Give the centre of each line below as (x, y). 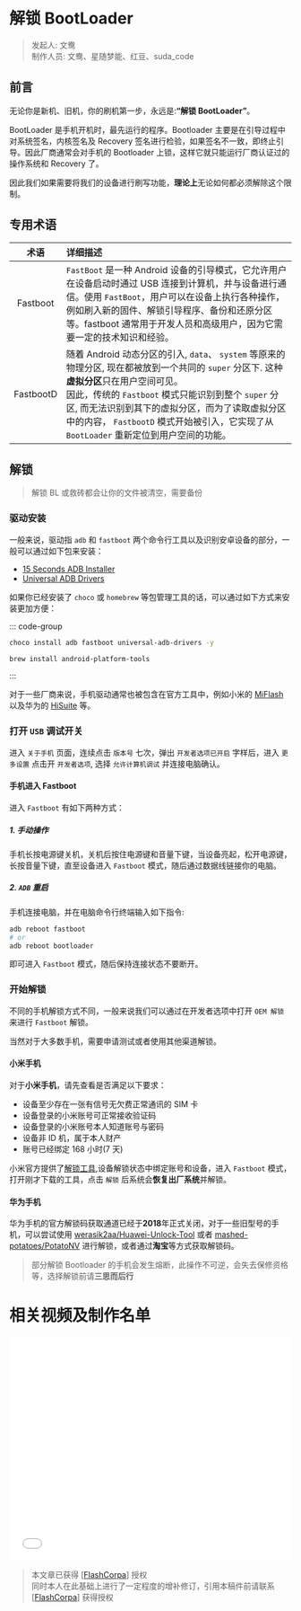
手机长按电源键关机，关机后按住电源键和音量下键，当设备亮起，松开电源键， (150, 854)
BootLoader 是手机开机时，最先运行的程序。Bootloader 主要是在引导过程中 (148, 129)
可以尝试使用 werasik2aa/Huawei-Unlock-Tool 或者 (119, 1235)
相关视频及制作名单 (80, 1316)
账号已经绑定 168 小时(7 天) (73, 1149)
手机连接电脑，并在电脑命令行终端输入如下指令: (97, 912)
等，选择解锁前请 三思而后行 (82, 1276)
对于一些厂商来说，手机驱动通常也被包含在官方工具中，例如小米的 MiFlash (146, 695)
